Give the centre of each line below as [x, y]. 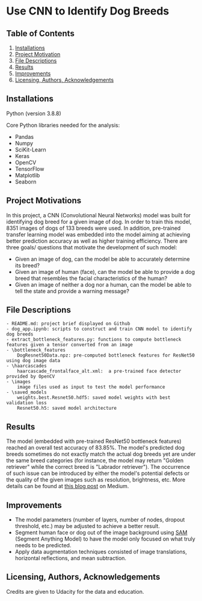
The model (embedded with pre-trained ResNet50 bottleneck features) [94, 441]
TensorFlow [29, 169]
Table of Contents [41, 33]
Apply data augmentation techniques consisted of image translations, [101, 552]
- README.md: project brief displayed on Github [68, 324]
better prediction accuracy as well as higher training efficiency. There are [97, 241]
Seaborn [26, 182]
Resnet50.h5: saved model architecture [67, 409]
